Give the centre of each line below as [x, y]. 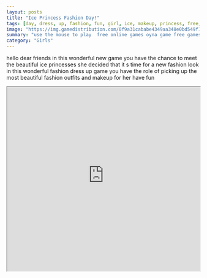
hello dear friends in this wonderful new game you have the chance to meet [102, 58]
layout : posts [24, 12]
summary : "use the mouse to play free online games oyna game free [96, 35]
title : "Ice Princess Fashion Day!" [53, 18]
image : [15, 29]
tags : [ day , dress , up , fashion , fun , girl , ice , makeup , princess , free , [104, 23]
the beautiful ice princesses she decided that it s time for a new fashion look [103, 64]
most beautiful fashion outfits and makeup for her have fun [81, 78]
